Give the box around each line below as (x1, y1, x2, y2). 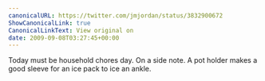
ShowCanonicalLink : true (8, 19, 91, 27)
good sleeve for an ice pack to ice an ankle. (8, 64, 152, 74)
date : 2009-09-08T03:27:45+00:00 (8, 33, 120, 42)
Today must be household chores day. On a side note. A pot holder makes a (8, 56, 258, 65)
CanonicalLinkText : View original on (8, 26, 134, 34)
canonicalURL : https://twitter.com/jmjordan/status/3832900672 (8, 11, 223, 20)
